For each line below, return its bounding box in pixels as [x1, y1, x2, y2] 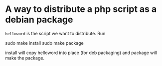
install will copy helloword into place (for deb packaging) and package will [5, 50, 157, 56]
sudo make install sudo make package [5, 40, 84, 46]
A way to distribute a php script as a [5, 3, 157, 15]
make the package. [5, 55, 45, 61]
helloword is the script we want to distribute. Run [5, 30, 106, 36]
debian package [5, 14, 73, 25]
